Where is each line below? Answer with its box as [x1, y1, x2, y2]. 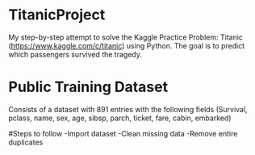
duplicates [8, 137, 44, 147]
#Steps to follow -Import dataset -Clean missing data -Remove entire [8, 128, 238, 138]
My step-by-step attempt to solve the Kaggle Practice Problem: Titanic [8, 32, 244, 42]
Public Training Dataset [8, 78, 168, 96]
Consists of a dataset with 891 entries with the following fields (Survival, [8, 104, 248, 114]
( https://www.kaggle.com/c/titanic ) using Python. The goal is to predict [8, 40, 245, 50]
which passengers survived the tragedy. [8, 49, 143, 59]
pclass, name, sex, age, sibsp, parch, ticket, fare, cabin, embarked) [8, 113, 232, 123]
